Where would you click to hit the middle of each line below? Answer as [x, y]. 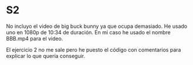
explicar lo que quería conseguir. [46, 56]
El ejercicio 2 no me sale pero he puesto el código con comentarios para [94, 49]
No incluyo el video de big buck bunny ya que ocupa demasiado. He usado [97, 26]
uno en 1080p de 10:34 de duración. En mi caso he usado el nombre [89, 32]
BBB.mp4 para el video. [35, 38]
